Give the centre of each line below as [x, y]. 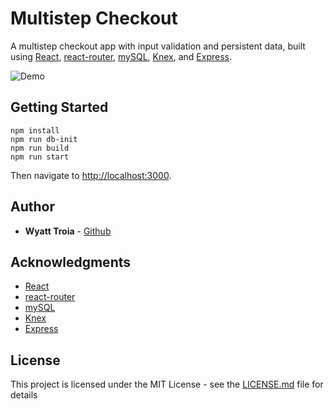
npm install [35, 130]
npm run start [40, 157]
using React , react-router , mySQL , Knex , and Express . [121, 56]
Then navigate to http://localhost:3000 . [91, 175]
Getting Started [59, 107]
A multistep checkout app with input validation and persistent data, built [158, 46]
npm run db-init [44, 139]
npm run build [40, 148]
